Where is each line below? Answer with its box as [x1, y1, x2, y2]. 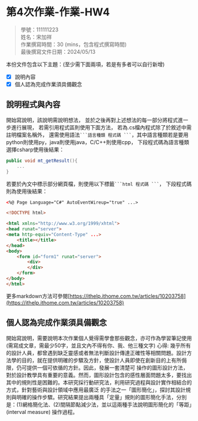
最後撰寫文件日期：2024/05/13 [20, 48, 96, 55]
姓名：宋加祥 [20, 33, 52, 40]
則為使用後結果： [6, 187, 48, 195]
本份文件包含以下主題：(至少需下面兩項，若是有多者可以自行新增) [6, 60, 165, 68]
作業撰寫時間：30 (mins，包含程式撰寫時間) [20, 41, 127, 48]
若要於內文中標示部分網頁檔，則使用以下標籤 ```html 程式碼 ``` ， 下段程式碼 [6, 180, 192, 187]
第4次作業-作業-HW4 [6, 5, 110, 19]
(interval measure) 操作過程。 [6, 408, 78, 415]
